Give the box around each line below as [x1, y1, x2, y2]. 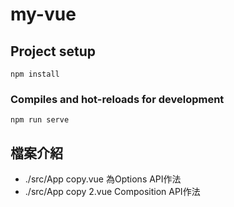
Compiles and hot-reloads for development [10, 92, 225, 106]
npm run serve [10, 115, 70, 125]
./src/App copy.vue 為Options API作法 [24, 173, 182, 185]
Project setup [10, 43, 97, 60]
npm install [10, 69, 60, 79]
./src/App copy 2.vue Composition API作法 [24, 186, 201, 198]
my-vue [10, 3, 77, 26]
